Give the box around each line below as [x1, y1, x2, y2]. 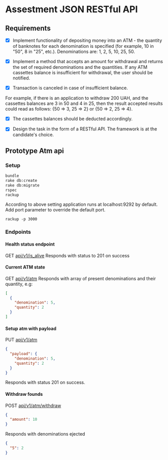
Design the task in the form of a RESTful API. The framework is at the [12, 126, 157, 132]
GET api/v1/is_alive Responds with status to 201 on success [5, 252, 130, 258]
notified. [12, 75, 30, 81]
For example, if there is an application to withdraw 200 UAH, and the [5, 95, 149, 101]
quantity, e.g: [5, 281, 33, 287]
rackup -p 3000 [5, 217, 38, 222]
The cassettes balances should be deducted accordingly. [12, 116, 133, 122]
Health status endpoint [5, 241, 55, 247]
